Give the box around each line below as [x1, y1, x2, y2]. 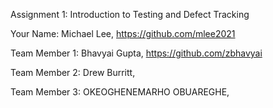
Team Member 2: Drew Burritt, [10, 67, 136, 78]
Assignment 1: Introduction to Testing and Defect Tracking [10, 9, 250, 20]
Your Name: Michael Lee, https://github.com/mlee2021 [10, 28, 236, 39]
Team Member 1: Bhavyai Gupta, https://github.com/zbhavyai [10, 47, 263, 59]
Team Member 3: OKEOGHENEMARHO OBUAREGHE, [10, 86, 230, 98]
